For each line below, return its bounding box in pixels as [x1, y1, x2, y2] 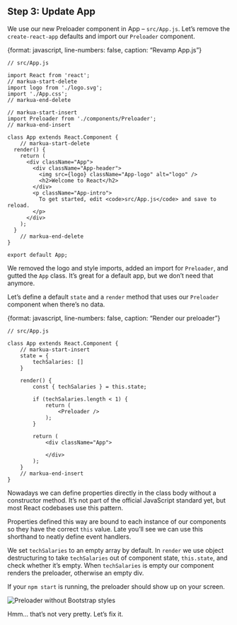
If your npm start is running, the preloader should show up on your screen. [7, 582, 225, 590]
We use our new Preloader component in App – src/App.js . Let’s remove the [7, 24, 230, 33]
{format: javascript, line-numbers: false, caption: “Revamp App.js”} [7, 45, 202, 54]
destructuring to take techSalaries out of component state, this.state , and [7, 554, 228, 562]
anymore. [7, 279, 35, 287]
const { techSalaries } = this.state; [33, 383, 147, 390]
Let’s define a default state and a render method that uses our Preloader [7, 292, 219, 301]
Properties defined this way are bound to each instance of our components [7, 517, 226, 526]
